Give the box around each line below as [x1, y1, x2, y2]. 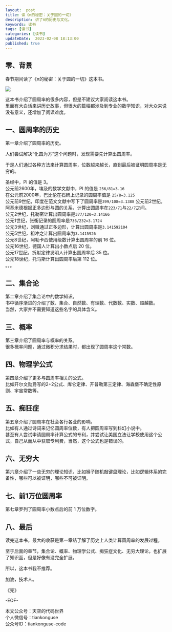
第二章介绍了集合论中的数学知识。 [5, 293, 77, 300]
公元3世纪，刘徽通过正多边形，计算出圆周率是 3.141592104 [5, 224, 128, 230]
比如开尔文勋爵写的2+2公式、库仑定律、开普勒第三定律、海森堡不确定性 [5, 381, 157, 387]
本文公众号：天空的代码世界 [5, 608, 64, 614]
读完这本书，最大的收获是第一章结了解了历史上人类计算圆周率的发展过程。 [5, 537, 162, 543]
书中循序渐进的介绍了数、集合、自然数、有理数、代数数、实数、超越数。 [5, 300, 158, 306]
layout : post [5, 7, 36, 13]
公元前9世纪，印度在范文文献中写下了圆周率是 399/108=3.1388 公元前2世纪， [5, 198, 165, 205]
